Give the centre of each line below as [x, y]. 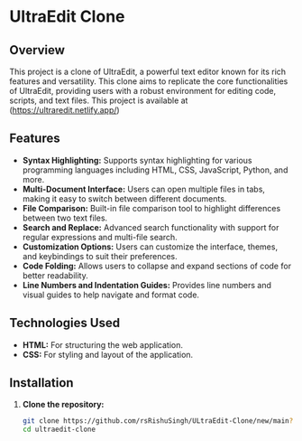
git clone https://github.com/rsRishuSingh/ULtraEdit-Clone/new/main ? [158, 421]
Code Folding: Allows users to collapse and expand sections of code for [156, 266]
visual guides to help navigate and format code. [111, 295]
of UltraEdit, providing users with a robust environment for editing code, [143, 91]
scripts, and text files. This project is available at [99, 100]
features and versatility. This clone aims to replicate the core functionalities [149, 81]
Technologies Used [64, 323]
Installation [41, 383]
